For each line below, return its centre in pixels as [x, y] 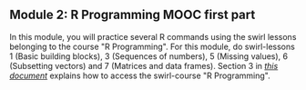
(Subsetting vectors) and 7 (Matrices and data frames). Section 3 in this [144, 65]
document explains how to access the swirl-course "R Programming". [140, 75]
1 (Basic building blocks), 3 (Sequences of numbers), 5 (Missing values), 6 [149, 56]
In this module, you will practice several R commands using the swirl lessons [153, 36]
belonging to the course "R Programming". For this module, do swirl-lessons [153, 46]
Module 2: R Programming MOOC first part [133, 15]
